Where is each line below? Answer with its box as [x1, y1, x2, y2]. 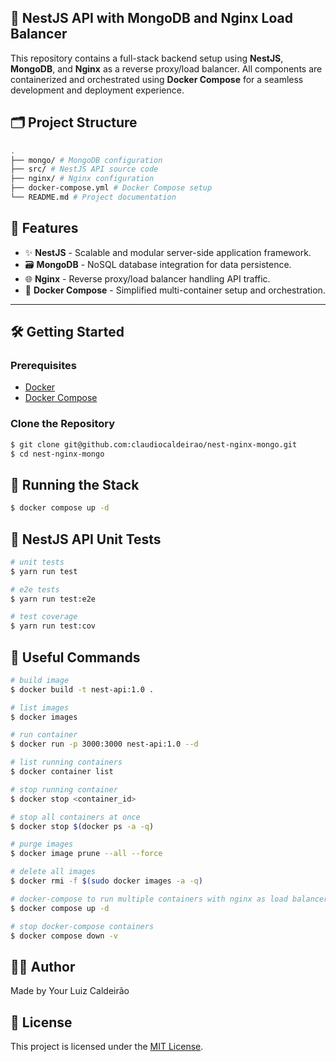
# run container [10, 730, 78, 740]
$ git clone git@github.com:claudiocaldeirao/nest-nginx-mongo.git [10, 439, 298, 450]
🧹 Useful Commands [10, 649, 141, 666]
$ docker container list [10, 767, 114, 777]
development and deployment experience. [10, 84, 185, 96]
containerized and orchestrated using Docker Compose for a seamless [10, 73, 304, 85]
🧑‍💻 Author [10, 958, 76, 975]
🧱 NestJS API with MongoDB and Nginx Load [10, 10, 293, 27]
